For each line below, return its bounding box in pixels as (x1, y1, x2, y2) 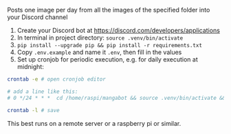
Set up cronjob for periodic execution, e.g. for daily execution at (16, 55, 198, 64)
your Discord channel (7, 13, 68, 21)
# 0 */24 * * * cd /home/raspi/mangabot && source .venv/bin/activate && (7, 94, 226, 101)
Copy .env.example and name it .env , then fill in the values (16, 48, 182, 56)
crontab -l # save (7, 107, 60, 113)
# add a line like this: (7, 88, 78, 95)
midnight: (16, 63, 45, 70)
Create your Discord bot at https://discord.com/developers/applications (16, 27, 220, 34)
